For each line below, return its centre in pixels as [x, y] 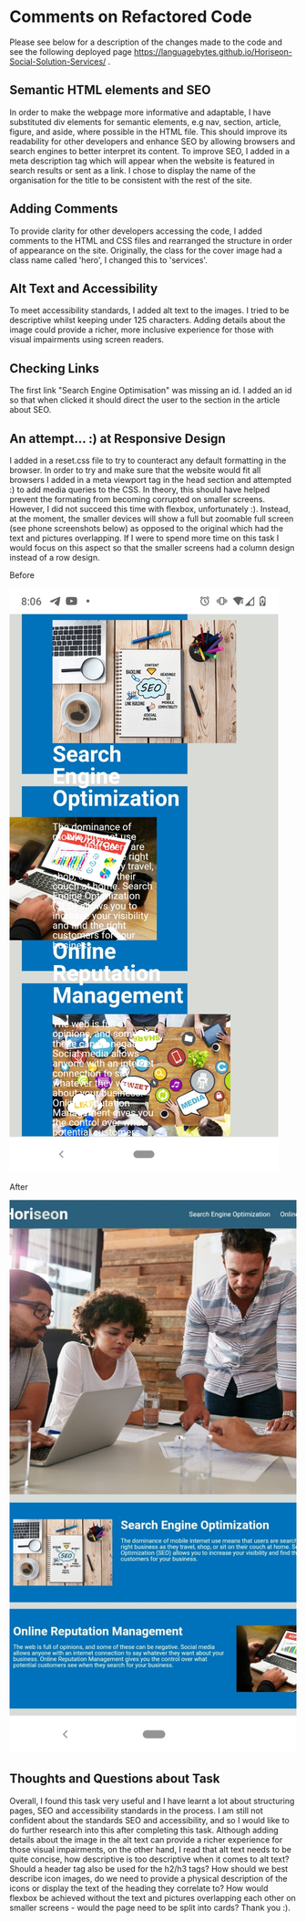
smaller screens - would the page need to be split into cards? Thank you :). [150, 1907]
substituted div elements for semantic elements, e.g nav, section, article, [145, 121]
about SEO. [31, 410]
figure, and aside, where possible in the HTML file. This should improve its [149, 131]
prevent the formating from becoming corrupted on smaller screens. [138, 499]
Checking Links [55, 368]
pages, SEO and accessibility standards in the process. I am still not [137, 1811]
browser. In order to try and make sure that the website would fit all [135, 470]
